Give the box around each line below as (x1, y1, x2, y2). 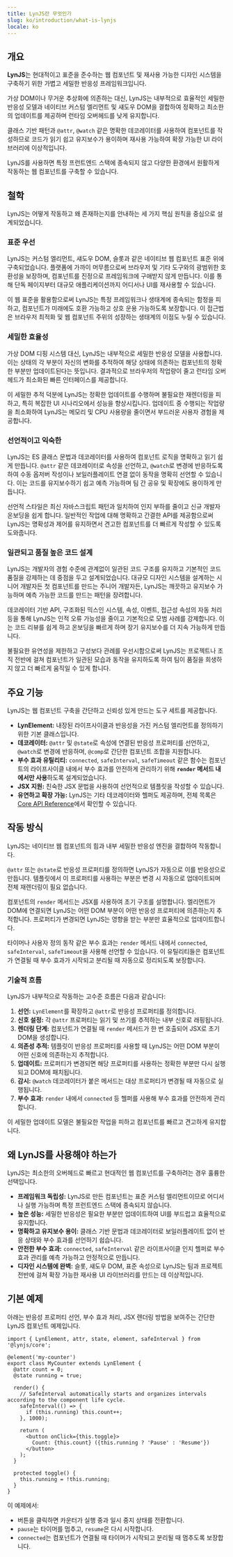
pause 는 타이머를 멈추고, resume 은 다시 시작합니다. (17, 1524, 154, 1533)
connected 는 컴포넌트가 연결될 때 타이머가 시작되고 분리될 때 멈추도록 (17, 1533, 205, 1542)
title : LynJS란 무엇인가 (7, 10, 72, 17)
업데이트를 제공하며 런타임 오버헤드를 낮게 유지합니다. (14, 112, 160, 120)
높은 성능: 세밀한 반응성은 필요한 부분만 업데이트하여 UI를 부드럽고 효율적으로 (17, 1209, 226, 1217)
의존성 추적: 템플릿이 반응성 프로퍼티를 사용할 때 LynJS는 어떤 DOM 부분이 (17, 1042, 220, 1050)
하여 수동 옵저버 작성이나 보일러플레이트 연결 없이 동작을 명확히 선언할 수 (7, 470, 204, 478)
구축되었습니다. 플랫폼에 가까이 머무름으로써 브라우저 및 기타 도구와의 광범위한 (7, 263, 219, 272)
